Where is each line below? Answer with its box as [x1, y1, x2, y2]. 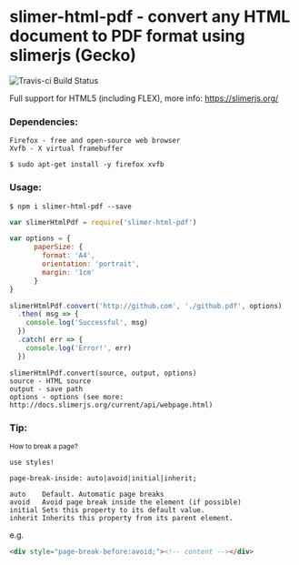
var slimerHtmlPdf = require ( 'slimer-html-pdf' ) [9, 217, 197, 227]
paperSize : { [33, 243, 84, 252]
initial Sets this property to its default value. [9, 505, 205, 515]
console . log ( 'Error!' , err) [25, 343, 132, 352]
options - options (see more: [9, 392, 125, 401]
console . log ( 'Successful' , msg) [25, 318, 148, 328]
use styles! [9, 458, 55, 467]
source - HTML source [9, 376, 92, 386]
